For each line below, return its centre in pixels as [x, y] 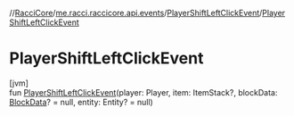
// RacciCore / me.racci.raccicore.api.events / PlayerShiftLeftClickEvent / [136, 13]
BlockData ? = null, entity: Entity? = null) [81, 102]
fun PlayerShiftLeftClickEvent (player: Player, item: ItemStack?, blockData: [143, 92]
